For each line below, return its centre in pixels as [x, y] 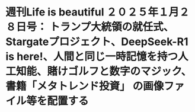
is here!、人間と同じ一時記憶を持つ [92, 57]
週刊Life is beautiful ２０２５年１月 [92, 12]
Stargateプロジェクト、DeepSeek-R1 [97, 42]
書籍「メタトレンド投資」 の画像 [85, 86]
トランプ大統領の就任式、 [112, 27]
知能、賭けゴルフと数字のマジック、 [104, 71]
